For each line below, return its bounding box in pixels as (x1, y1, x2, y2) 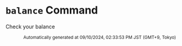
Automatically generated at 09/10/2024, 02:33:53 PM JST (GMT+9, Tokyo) (23, 34, 177, 40)
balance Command (5, 4, 98, 17)
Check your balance (5, 23, 55, 30)
